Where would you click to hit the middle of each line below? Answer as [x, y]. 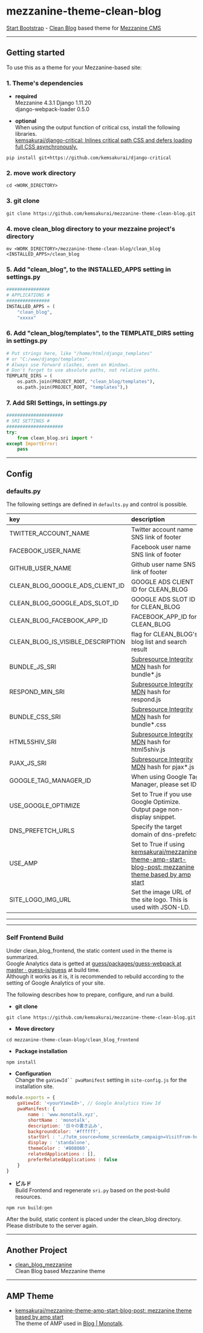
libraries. [26, 134]
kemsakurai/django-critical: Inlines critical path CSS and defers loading [103, 140]
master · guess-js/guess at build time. [53, 970]
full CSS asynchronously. [46, 147]
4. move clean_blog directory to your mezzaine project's [91, 229]
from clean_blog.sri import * [55, 438]
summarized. [23, 957]
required [26, 96]
